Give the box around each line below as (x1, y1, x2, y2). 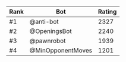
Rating (97, 8, 117, 15)
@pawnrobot (29, 37, 66, 45)
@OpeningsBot (29, 27, 73, 35)
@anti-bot (29, 18, 59, 25)
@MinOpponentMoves (29, 47, 93, 54)
